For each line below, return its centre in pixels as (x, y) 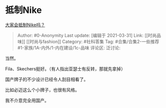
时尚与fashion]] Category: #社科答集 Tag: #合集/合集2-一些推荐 (94, 41)
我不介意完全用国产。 (27, 100)
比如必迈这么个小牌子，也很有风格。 (42, 90)
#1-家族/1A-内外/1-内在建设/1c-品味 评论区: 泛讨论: (69, 48)
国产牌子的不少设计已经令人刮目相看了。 (47, 79)
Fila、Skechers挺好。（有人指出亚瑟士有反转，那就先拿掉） (65, 69)
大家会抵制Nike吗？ (25, 25)
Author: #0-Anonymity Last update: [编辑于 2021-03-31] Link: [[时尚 (87, 35)
